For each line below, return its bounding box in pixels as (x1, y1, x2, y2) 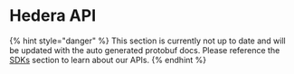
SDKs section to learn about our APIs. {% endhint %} (9, 54, 207, 65)
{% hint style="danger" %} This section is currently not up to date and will (9, 35, 287, 46)
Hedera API (9, 5, 97, 26)
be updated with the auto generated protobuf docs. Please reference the (9, 44, 280, 55)
